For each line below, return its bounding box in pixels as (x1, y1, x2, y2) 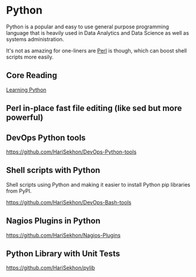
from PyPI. (6, 187, 32, 194)
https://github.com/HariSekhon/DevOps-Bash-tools (6, 198, 132, 206)
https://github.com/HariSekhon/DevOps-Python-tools (6, 148, 137, 155)
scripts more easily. (6, 53, 54, 60)
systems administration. (6, 35, 64, 43)
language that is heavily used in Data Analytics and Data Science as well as (6, 29, 190, 36)
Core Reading (6, 70, 57, 80)
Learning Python (6, 86, 47, 93)
